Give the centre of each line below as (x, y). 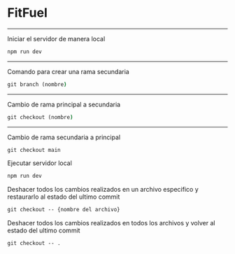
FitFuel (27, 13)
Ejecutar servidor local (40, 163)
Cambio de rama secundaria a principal (64, 137)
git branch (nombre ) (37, 84)
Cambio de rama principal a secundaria (64, 104)
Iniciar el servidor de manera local (56, 38)
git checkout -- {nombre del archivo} (64, 210)
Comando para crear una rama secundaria (68, 71)
